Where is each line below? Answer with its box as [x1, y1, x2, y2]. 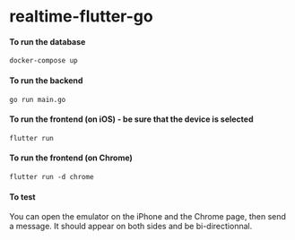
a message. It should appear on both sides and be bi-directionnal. [9, 221, 253, 232]
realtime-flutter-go [9, 6, 154, 27]
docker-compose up [9, 56, 78, 65]
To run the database [9, 36, 86, 47]
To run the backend [9, 74, 83, 86]
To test [9, 191, 36, 202]
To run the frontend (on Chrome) [9, 152, 133, 163]
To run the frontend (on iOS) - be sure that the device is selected [9, 114, 254, 124]
